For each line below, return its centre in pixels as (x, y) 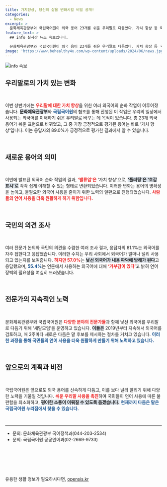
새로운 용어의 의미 (31, 157)
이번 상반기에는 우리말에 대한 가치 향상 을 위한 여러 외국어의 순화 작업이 (73, 105)
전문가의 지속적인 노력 (37, 299)
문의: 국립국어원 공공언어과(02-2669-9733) (55, 439)
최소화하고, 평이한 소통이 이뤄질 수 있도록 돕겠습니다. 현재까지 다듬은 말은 (88, 402)
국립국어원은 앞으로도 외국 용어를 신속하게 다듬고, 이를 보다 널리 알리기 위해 (78, 390)
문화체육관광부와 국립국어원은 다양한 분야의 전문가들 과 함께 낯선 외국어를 (75, 322)
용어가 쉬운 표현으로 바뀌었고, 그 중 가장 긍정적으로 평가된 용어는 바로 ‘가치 (77, 124)
